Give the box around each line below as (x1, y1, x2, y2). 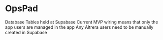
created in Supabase (5, 29, 47, 35)
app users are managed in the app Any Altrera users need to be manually (5, 24, 154, 30)
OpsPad (5, 3, 38, 14)
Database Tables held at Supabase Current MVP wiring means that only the (5, 19, 159, 25)
